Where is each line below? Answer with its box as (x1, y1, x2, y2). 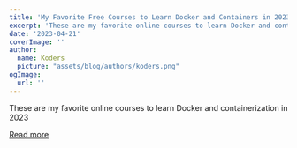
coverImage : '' (9, 37, 65, 47)
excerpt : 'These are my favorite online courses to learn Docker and (9, 21, 271, 30)
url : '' (17, 78, 46, 87)
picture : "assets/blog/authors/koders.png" (17, 63, 179, 71)
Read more (9, 129, 49, 139)
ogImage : (9, 70, 42, 79)
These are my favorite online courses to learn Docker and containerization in (9, 102, 288, 113)
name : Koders (17, 54, 65, 63)
